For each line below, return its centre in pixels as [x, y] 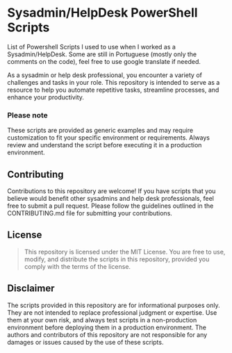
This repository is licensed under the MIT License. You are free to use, [125, 252]
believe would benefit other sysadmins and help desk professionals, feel [110, 199]
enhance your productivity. [46, 97]
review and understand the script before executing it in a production [105, 145]
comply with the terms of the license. [77, 266]
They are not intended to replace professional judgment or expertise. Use [112, 312]
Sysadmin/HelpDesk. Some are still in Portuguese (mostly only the [102, 54]
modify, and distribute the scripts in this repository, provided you [117, 259]
